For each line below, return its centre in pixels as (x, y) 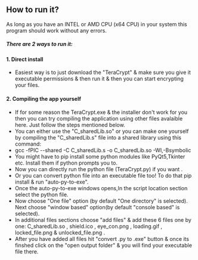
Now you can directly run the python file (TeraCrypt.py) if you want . (99, 169)
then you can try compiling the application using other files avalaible (99, 118)
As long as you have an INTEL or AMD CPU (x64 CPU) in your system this (97, 24)
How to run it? (33, 10)
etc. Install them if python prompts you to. (66, 163)
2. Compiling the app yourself (44, 98)
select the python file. (41, 194)
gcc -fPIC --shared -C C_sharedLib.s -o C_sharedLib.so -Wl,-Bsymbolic (103, 150)
